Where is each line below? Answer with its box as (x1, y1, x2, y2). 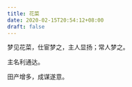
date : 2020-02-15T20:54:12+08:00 (7, 17, 104, 24)
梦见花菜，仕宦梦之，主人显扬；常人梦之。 (7, 43, 129, 52)
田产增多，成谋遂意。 (7, 72, 68, 81)
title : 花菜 (7, 10, 40, 17)
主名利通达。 (7, 58, 44, 66)
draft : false (7, 23, 45, 30)
